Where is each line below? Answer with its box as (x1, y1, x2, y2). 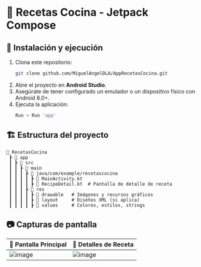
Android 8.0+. (15, 94, 50, 101)
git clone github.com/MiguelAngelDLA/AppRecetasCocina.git (15, 70, 168, 76)
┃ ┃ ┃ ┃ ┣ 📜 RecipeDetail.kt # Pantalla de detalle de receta (9, 181, 172, 187)
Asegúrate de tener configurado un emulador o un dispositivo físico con (15, 87, 196, 95)
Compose (6, 18, 56, 32)
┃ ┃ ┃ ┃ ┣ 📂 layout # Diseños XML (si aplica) (9, 197, 140, 203)
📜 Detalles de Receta (72, 240, 134, 249)
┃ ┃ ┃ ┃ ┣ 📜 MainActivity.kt (9, 175, 83, 181)
